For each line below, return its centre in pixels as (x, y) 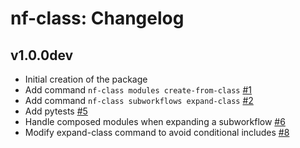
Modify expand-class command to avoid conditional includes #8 (157, 132)
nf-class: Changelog (97, 18)
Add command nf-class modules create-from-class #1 (138, 90)
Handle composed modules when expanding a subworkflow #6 (155, 121)
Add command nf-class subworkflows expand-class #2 (139, 100)
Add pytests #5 (56, 111)
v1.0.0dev (42, 55)
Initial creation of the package (86, 79)
